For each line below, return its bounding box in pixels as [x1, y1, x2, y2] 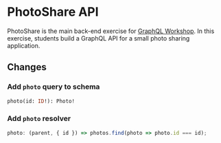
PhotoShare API [7, 4, 99, 20]
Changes [7, 61, 47, 73]
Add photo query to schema [7, 82, 100, 91]
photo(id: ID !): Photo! [7, 98, 75, 104]
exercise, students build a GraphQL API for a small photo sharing [7, 34, 190, 42]
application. [7, 41, 40, 49]
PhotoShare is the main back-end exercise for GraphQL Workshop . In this [7, 27, 215, 35]
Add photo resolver [7, 114, 71, 124]
